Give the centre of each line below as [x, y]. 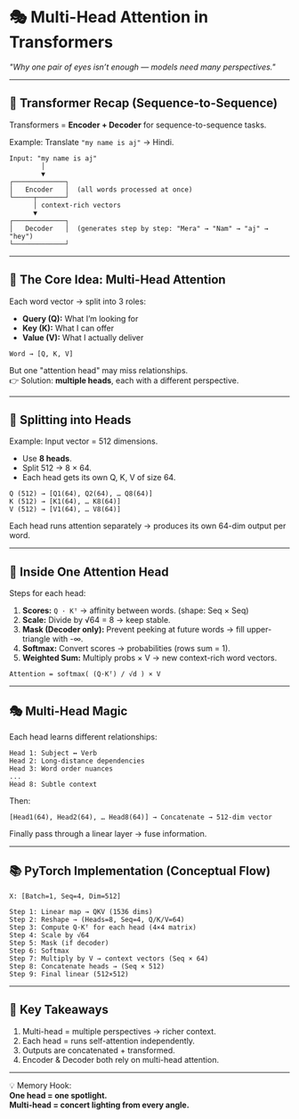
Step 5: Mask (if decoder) [59, 943]
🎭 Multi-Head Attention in [109, 17]
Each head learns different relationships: [83, 737]
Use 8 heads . [47, 459]
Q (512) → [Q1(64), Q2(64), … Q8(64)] [81, 494]
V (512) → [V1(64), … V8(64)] [65, 510]
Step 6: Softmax [39, 951]
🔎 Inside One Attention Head [89, 572]
